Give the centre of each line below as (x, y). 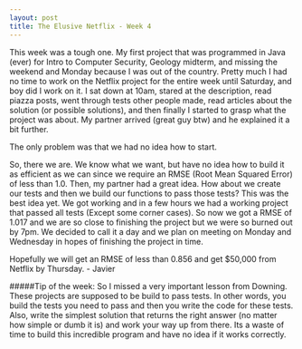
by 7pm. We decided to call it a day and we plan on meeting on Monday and (151, 231)
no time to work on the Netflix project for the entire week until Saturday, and (151, 81)
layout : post (34, 18)
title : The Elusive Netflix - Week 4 (80, 26)
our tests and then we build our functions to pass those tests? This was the (149, 193)
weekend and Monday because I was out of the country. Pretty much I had (148, 71)
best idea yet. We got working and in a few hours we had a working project (149, 203)
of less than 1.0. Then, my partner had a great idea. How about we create (145, 183)
